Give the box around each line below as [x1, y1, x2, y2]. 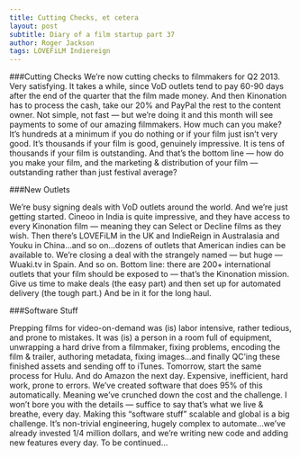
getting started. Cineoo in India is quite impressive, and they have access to [9, 211, 291, 222]
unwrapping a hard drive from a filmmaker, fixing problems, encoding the [9, 342, 281, 353]
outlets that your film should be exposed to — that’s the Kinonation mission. [9, 269, 290, 280]
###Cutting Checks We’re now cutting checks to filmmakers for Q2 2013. [9, 71, 281, 82]
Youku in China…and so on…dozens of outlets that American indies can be [9, 240, 286, 251]
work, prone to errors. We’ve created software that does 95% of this [9, 380, 263, 391]
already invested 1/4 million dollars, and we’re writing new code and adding [9, 428, 288, 439]
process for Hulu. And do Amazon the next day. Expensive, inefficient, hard [9, 371, 288, 381]
